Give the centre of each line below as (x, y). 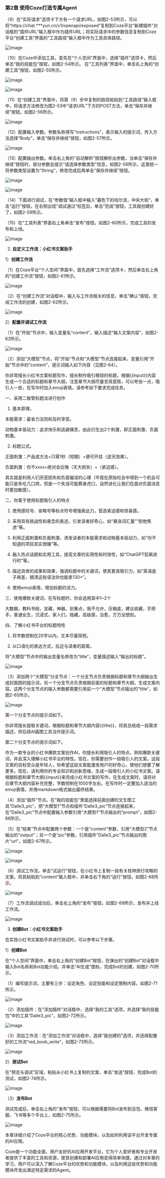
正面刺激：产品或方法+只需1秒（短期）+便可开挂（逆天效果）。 (68, 457)
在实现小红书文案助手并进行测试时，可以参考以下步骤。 (61, 940)
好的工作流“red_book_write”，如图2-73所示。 (51, 1042)
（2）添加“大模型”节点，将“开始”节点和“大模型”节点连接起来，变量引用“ (78, 359)
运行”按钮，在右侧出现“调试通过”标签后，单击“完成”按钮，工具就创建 (81, 206)
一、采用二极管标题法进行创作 (35, 398)
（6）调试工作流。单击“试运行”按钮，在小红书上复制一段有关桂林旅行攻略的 (82, 871)
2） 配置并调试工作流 (26, 322)
